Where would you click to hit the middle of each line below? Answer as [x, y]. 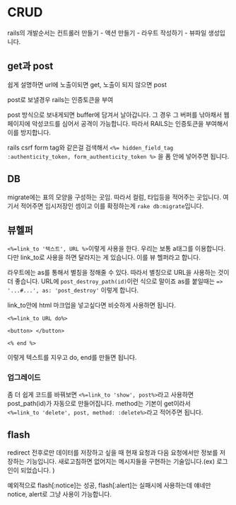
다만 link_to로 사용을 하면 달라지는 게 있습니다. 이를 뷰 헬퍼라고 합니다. [104, 257]
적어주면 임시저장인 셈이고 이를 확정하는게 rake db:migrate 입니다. [112, 205]
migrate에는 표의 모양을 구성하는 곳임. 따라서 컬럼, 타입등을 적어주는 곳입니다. [114, 197]
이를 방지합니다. [29, 132]
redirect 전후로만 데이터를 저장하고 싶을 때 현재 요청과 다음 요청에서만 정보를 [113, 453]
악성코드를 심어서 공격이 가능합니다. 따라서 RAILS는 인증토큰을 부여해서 [130, 123]
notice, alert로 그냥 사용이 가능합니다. [59, 494]
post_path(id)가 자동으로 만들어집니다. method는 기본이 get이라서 [99, 403]
